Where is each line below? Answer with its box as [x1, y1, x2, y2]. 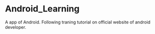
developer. [5, 24, 27, 30]
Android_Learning [5, 3, 80, 14]
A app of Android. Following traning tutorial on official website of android [5, 19, 151, 25]
